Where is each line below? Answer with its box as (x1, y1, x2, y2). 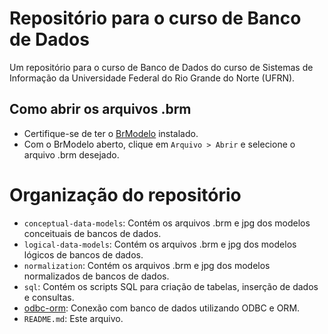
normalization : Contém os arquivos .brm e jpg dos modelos (23, 259, 271, 271)
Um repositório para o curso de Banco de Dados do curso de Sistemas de (9, 61, 314, 73)
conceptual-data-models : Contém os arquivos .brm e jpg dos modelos (23, 217, 311, 229)
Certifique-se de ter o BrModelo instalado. (23, 127, 199, 139)
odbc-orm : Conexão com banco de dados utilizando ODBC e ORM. (23, 302, 301, 314)
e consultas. (23, 291, 75, 303)
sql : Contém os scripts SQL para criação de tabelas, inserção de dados (23, 280, 319, 292)
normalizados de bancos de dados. (23, 270, 170, 282)
